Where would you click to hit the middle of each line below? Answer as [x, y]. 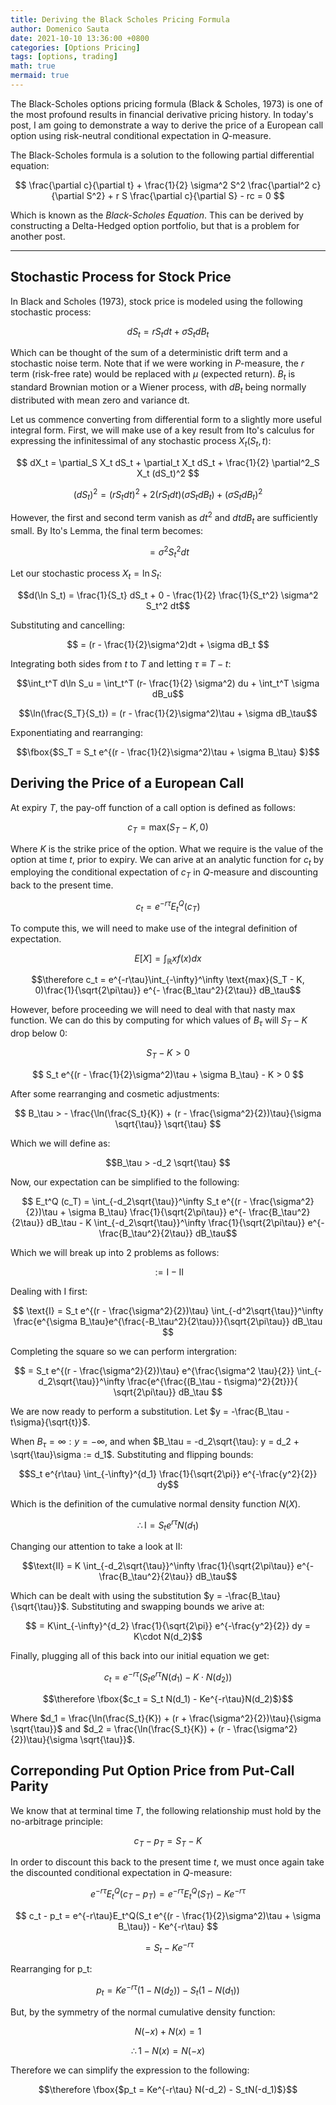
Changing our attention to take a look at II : [96, 1547]
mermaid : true [40, 76]
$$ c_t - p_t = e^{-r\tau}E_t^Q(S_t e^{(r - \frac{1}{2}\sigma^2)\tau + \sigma [168, 1915]
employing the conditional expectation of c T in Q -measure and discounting [164, 873]
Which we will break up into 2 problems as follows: [115, 1253]
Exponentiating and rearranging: [76, 733]
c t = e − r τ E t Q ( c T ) [168, 907]
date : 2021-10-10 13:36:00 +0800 [80, 38]
